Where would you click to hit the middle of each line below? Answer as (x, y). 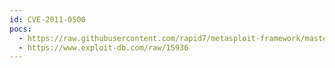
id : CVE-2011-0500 (47, 19)
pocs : (20, 29)
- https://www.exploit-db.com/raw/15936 (103, 47)
